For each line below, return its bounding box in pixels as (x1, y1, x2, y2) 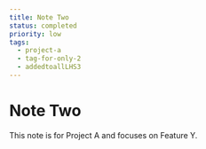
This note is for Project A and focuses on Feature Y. (9, 129, 198, 140)
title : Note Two (9, 12, 69, 22)
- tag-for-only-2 (17, 54, 82, 63)
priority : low (9, 29, 62, 38)
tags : (9, 37, 29, 47)
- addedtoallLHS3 (17, 63, 82, 72)
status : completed (9, 21, 77, 30)
